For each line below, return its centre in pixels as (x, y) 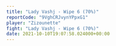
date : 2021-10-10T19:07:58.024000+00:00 (58, 34)
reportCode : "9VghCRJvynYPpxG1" (47, 17)
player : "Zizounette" (34, 23)
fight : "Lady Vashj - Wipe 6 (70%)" (53, 28)
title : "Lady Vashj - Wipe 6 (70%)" (53, 12)
